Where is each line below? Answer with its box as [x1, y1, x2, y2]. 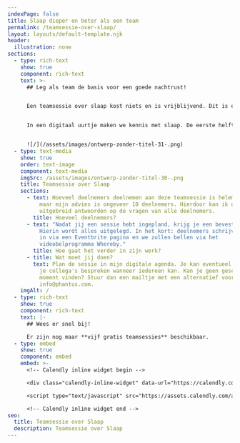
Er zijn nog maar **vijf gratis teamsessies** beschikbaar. [26, 333, 209, 340]
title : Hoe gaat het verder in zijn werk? [33, 247, 161, 254]
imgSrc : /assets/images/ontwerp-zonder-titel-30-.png [20, 174, 184, 181]
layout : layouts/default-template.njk [7, 30, 123, 38]
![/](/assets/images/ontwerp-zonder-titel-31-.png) [26, 141, 184, 149]
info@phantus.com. [39, 280, 94, 288]
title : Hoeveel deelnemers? [33, 214, 116, 221]
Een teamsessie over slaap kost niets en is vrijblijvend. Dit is [26, 103, 229, 110]
